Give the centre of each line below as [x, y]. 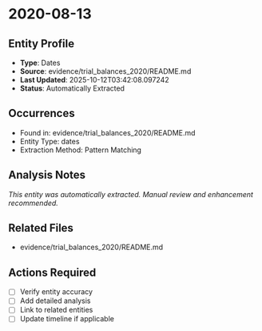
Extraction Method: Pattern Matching [81, 150]
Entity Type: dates [50, 141]
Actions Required [52, 272]
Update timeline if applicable [67, 319]
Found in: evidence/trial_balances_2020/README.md [107, 132]
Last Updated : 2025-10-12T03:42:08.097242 [94, 80]
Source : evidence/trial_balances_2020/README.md [105, 71]
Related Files [41, 228]
